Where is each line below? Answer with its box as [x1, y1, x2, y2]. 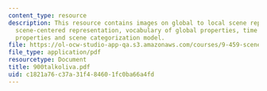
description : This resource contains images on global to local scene [8, 19, 247, 27]
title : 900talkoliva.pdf [8, 63, 91, 71]
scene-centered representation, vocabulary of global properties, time [15, 26, 258, 34]
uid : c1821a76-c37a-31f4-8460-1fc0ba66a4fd [8, 70, 155, 78]
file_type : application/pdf [8, 48, 102, 56]
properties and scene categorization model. [15, 33, 165, 42]
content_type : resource [8, 11, 87, 20]
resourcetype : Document [8, 56, 87, 64]
